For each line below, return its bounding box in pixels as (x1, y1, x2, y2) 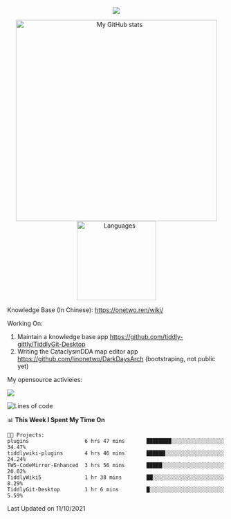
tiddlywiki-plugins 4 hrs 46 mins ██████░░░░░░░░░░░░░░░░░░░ (7, 450, 225, 457)
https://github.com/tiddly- (109, 333, 183, 340)
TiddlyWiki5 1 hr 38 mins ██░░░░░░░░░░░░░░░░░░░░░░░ (7, 474, 225, 481)
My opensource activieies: (7, 376, 83, 383)
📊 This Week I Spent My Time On (7, 416, 105, 424)
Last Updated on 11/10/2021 (7, 504, 86, 512)
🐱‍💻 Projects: (7, 432, 45, 439)
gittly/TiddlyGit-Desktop (17, 340, 86, 348)
